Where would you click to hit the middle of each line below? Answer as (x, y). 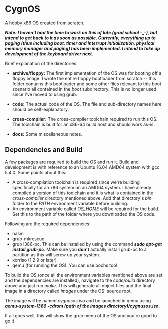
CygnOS (23, 9)
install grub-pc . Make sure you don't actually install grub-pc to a (80, 249)
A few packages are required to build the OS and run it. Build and (72, 162)
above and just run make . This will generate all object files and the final (78, 285)
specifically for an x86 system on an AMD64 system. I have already (82, 187)
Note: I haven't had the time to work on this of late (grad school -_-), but (81, 32)
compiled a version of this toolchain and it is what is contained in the (83, 193)
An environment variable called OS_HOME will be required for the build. (86, 209)
